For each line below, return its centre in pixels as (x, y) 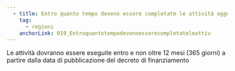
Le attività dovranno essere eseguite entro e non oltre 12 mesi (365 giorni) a (116, 53)
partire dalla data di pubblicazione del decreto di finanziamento (98, 61)
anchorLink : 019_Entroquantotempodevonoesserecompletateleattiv (115, 33)
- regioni (39, 26)
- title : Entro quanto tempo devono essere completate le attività (114, 14)
